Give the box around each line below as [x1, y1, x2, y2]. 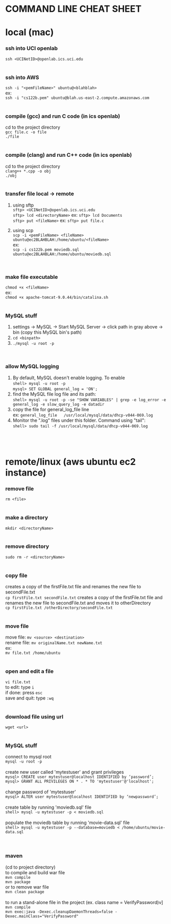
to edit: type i [5, 684, 35, 690]
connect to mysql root [5, 754, 52, 760]
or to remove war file [5, 884, 50, 890]
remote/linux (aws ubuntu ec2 [5, 456, 136, 467]
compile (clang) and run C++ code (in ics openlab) [5, 152, 132, 159]
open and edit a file [5, 668, 54, 675]
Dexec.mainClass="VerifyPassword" [5, 913, 79, 919]
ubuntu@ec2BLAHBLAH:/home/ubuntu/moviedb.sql [12, 252, 111, 257]
